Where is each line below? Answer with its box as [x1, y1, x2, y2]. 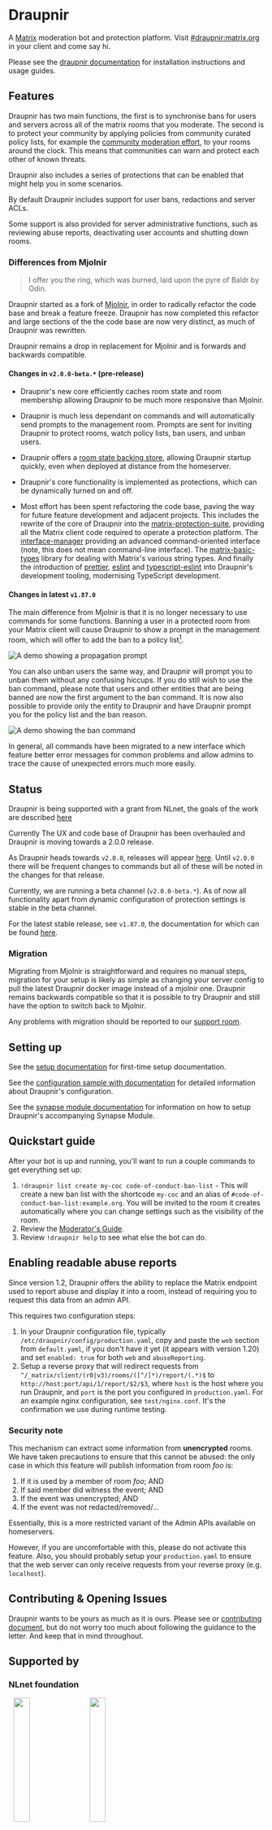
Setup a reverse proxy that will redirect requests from [19, 1361, 199, 1371]
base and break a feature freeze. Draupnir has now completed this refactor [8, 308, 259, 318]
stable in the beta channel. [8, 902, 97, 913]
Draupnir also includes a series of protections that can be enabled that [8, 169, 244, 180]
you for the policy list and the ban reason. [8, 710, 148, 720]
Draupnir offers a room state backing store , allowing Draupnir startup [19, 453, 252, 463]
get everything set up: [8, 1165, 83, 1174]
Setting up [8, 1040, 63, 1054]
